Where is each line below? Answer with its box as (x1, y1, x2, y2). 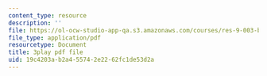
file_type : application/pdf (8, 33, 102, 42)
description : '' (8, 19, 62, 27)
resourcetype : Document (8, 41, 87, 49)
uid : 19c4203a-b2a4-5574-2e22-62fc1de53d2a (8, 56, 155, 64)
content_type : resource (8, 11, 87, 20)
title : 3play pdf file (8, 48, 83, 56)
